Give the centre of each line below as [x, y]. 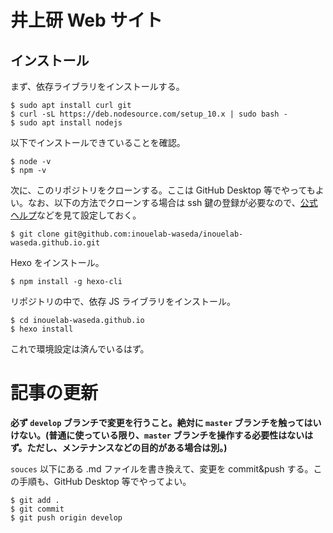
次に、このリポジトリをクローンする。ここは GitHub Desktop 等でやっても [163, 190]
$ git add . [35, 500]
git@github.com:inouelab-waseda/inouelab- [153, 234]
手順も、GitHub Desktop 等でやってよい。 [105, 481]
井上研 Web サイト [86, 20]
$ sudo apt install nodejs [66, 123]
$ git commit [37, 509]
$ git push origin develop [66, 517]
